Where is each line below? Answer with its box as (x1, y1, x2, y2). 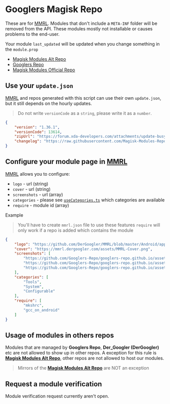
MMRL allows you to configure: (5, 171, 70, 177)
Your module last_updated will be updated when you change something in (5, 41, 160, 47)
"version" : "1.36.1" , (14, 125, 60, 130)
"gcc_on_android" (23, 307, 60, 312)
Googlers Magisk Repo (5, 4, 103, 15)
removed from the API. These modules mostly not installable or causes (5, 25, 153, 31)
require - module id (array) (12, 202, 69, 208)
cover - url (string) (12, 186, 51, 192)
